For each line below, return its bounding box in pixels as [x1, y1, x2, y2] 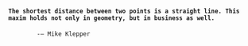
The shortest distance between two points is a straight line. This [8, 7, 240, 15]
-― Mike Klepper [37, 30, 91, 38]
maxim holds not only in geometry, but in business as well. [8, 13, 215, 22]
